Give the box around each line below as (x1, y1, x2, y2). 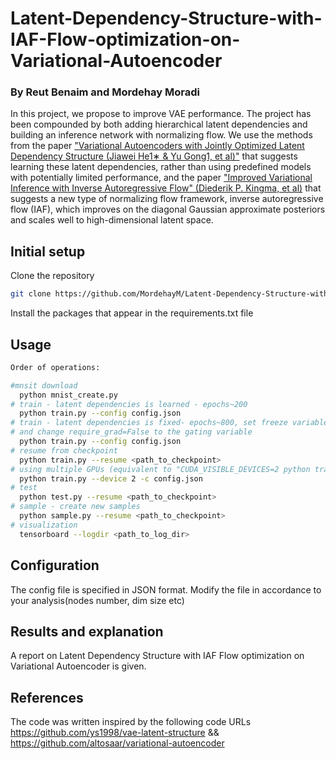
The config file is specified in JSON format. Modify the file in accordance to (10, 583, 322, 596)
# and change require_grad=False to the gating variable (10, 427, 253, 437)
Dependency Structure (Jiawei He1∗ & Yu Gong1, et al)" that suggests (10, 150, 298, 162)
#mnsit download (10, 380, 78, 391)
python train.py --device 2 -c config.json (19, 473, 203, 484)
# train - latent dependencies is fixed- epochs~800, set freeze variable (10, 418, 329, 428)
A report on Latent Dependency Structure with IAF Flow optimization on (10, 650, 305, 662)
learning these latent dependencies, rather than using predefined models (10, 161, 312, 173)
